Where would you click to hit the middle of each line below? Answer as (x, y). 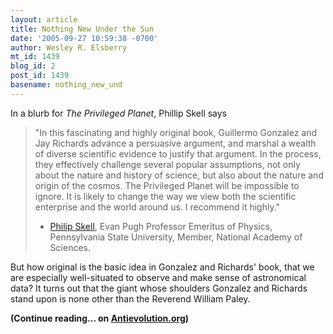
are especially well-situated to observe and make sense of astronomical (158, 277)
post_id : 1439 (40, 76)
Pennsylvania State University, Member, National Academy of (176, 237)
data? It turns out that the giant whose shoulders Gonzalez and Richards (159, 288)
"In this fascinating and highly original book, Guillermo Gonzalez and (176, 132)
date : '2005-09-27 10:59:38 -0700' (84, 38)
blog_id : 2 (33, 66)
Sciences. (70, 247)
